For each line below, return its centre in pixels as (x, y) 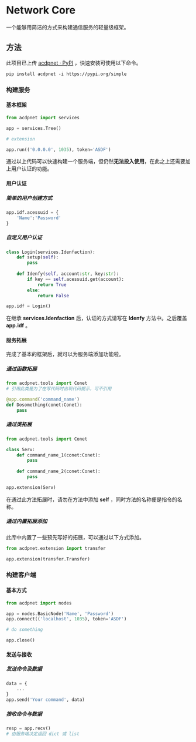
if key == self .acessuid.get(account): (76, 279)
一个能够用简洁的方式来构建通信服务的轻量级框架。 (68, 27)
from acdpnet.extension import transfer (56, 548)
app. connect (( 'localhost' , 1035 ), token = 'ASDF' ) (66, 619)
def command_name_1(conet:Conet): (59, 455)
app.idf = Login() (28, 306)
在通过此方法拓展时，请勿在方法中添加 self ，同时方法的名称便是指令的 (92, 499)
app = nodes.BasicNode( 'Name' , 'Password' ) (60, 614)
